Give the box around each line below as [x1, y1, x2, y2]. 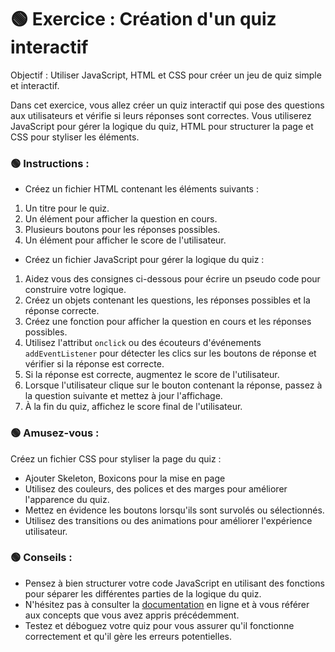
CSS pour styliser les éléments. [10, 131, 140, 143]
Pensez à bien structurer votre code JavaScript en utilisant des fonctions [24, 577, 325, 589]
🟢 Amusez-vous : [10, 426, 100, 440]
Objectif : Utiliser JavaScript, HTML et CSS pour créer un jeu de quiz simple [10, 69, 322, 81]
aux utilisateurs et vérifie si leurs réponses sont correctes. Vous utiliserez [10, 109, 312, 121]
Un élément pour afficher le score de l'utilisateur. [24, 234, 227, 246]
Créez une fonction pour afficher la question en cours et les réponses [24, 316, 312, 328]
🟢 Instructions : [10, 156, 90, 170]
